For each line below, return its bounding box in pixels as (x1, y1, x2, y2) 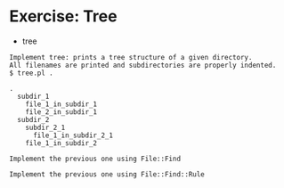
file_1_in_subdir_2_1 (32, 131, 114, 140)
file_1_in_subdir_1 (25, 100, 98, 109)
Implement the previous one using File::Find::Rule (9, 169, 205, 179)
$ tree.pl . (9, 69, 53, 78)
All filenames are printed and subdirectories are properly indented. (9, 61, 277, 69)
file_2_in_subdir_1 (25, 107, 98, 117)
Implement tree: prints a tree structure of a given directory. (9, 53, 253, 61)
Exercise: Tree (9, 6, 118, 27)
